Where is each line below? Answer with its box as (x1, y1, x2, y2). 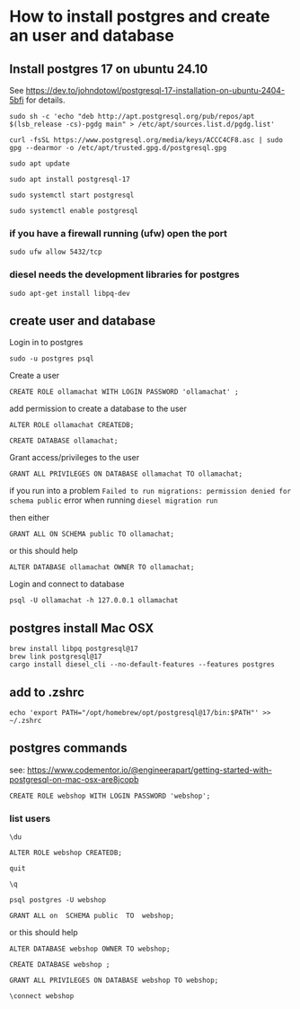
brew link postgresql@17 (9, 652, 102, 662)
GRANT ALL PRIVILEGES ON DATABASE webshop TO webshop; (9, 976, 219, 986)
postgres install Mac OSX (9, 621, 154, 636)
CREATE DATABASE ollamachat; (9, 436, 119, 446)
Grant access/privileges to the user (9, 452, 140, 463)
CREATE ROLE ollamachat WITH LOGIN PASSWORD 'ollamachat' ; (9, 388, 240, 397)
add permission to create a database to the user (9, 403, 187, 415)
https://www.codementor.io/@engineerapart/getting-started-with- (26, 764, 272, 775)
